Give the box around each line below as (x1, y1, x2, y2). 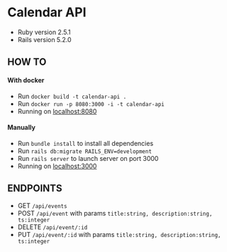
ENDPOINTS (7, 182, 62, 194)
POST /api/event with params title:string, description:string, (17, 209, 213, 217)
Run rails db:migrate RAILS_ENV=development (17, 147, 153, 155)
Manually (7, 123, 35, 132)
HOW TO (7, 56, 47, 68)
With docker (7, 75, 45, 84)
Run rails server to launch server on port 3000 (17, 154, 159, 162)
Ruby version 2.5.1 (17, 28, 71, 36)
